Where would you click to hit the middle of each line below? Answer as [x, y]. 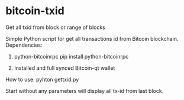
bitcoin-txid [35, 11]
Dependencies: [24, 45]
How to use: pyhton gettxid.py [42, 79]
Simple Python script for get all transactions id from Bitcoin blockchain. [92, 38]
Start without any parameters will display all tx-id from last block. [85, 91]
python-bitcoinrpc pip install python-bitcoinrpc [71, 56]
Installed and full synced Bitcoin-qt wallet [64, 68]
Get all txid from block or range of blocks [56, 27]
